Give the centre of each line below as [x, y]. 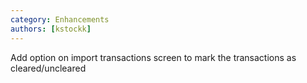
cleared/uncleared [48, 68]
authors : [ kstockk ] [51, 29]
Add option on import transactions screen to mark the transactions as [153, 57]
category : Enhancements [60, 19]
